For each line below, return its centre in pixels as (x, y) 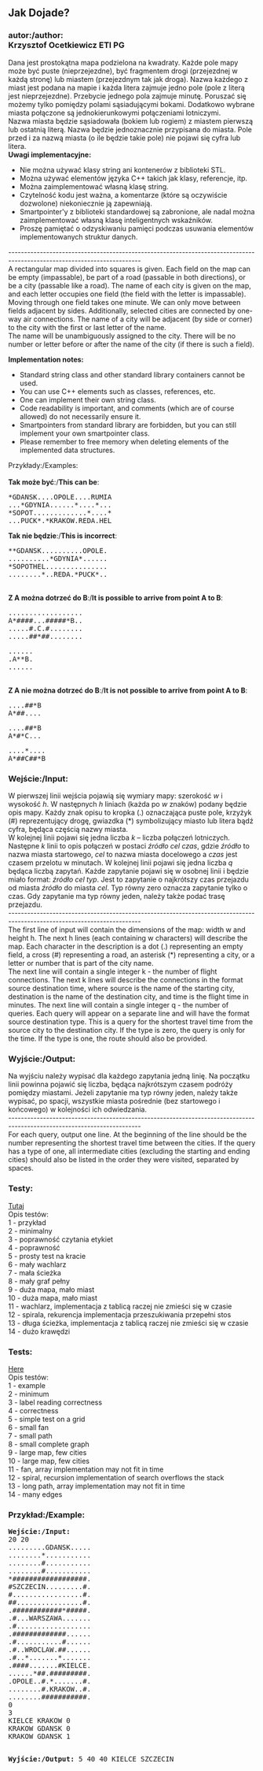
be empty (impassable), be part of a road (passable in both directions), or (127, 277)
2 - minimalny (30, 1231)
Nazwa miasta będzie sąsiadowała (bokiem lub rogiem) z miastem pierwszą (131, 121)
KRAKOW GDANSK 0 (39, 1729)
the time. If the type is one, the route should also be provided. (108, 1038)
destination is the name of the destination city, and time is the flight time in (128, 997)
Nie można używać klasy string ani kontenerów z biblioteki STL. (122, 169)
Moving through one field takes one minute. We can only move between (124, 302)
